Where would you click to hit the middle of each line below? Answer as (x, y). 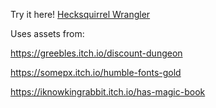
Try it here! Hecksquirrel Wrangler (80, 14)
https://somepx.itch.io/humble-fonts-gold (96, 72)
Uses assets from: (47, 33)
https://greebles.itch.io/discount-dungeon (96, 53)
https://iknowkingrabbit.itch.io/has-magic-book (108, 92)
